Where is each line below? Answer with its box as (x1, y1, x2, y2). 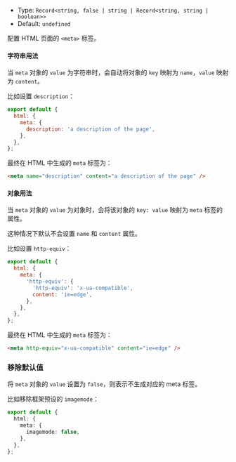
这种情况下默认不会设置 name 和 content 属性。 (7, 230, 142, 238)
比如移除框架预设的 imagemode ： (7, 395, 100, 403)
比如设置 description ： (7, 92, 75, 100)
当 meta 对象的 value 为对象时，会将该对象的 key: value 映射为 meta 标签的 (7, 206, 223, 214)
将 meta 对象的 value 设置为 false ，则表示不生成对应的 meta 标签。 (7, 380, 202, 388)
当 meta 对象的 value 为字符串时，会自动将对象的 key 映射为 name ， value (7, 68, 215, 77)
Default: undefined (17, 20, 71, 27)
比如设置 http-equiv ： (7, 244, 72, 253)
